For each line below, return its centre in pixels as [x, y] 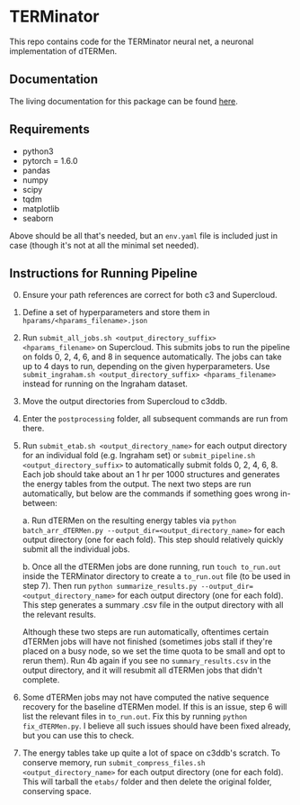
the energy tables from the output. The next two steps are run [137, 484]
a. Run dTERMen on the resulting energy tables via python [129, 520]
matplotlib [41, 208]
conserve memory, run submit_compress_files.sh [114, 763]
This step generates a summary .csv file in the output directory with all [153, 605]
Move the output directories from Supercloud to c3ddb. [124, 402]
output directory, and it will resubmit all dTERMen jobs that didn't [142, 670]
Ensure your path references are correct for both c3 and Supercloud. [150, 295]
